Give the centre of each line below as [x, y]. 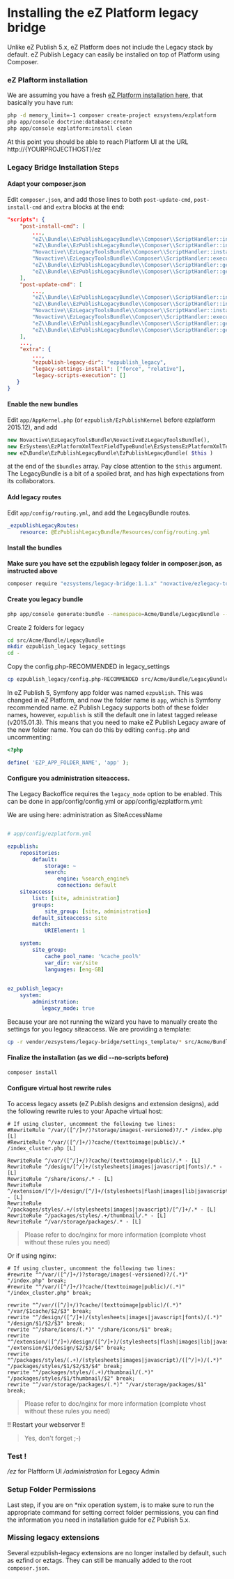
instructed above [32, 571]
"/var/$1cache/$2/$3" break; [49, 1311]
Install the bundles [35, 548]
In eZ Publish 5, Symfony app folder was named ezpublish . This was [105, 693]
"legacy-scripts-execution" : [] [79, 375]
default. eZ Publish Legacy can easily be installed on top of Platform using [114, 54]
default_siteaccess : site [70, 918]
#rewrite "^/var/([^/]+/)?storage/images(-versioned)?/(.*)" [98, 1275]
